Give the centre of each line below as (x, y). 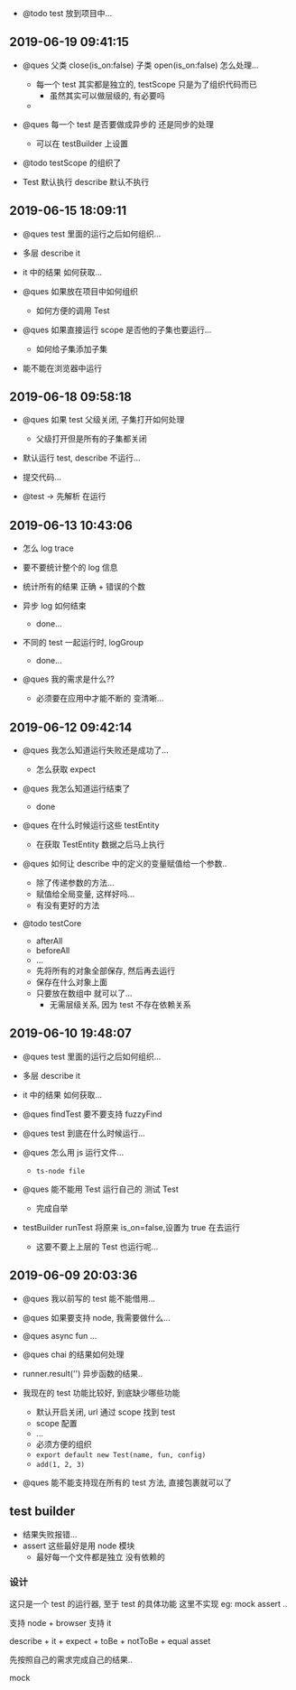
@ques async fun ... (60, 1335)
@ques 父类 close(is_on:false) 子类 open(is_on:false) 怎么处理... (140, 65)
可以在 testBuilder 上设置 (82, 144)
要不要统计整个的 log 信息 (70, 568)
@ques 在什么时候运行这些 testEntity (91, 825)
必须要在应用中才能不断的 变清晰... (100, 699)
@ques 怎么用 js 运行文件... (73, 1152)
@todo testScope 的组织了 (72, 162)
